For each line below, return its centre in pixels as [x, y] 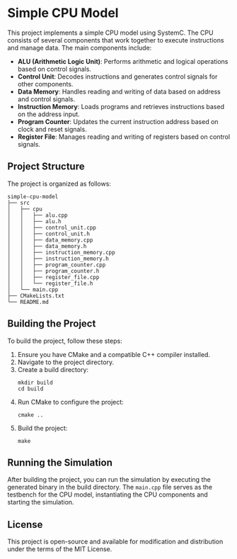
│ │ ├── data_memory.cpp [50, 240]
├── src [19, 203]
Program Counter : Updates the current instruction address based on [118, 121]
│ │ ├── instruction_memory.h [58, 259]
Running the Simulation [60, 462]
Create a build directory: [53, 369]
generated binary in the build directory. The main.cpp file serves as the [110, 487]
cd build [30, 389]
